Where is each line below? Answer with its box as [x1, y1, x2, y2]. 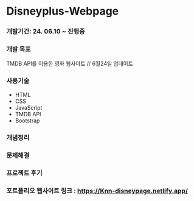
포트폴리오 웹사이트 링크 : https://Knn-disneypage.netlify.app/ [6, 187, 189, 196]
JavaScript [15, 104, 43, 111]
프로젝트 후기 [6, 169, 43, 177]
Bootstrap [15, 117, 40, 124]
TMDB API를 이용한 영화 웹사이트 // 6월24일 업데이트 [6, 60, 134, 68]
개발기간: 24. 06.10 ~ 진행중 [6, 27, 85, 36]
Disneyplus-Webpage [6, 4, 119, 18]
